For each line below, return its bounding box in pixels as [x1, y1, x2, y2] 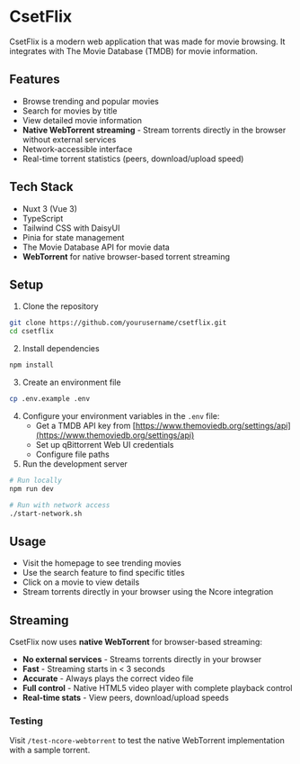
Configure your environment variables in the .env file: [22, 410, 220, 421]
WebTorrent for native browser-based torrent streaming [22, 250, 231, 262]
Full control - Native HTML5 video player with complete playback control [22, 683, 293, 693]
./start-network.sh [9, 509, 83, 518]
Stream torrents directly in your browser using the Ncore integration [22, 587, 274, 597]
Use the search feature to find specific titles [22, 568, 186, 578]
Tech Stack [9, 179, 74, 195]
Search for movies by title [22, 105, 118, 116]
